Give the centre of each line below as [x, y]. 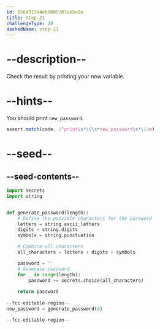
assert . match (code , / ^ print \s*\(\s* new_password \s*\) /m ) [81, 129]
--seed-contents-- [43, 176]
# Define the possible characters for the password [85, 218]
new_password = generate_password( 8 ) [55, 309]
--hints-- [30, 101]
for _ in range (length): [49, 274]
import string [25, 196]
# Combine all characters [51, 247]
